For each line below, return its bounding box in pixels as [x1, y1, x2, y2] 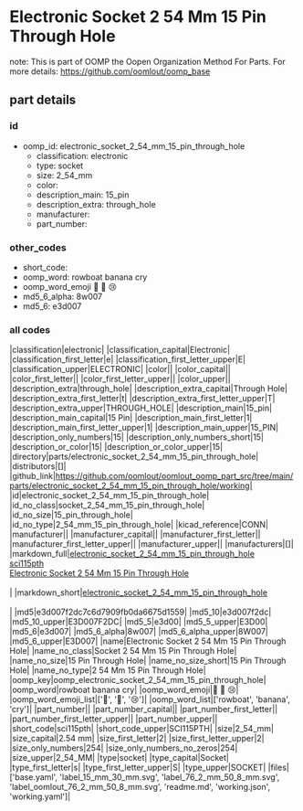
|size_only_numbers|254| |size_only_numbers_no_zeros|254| [9, 742, 238, 753]
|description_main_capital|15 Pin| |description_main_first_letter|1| [9, 412, 253, 423]
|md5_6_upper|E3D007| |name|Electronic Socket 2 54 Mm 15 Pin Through [9, 635, 287, 646]
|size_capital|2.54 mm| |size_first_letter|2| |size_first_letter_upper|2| [9, 733, 265, 744]
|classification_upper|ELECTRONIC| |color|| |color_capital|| [9, 364, 231, 375]
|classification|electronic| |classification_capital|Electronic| [9, 345, 231, 356]
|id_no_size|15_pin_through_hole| [9, 509, 134, 520]
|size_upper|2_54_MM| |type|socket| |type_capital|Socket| [9, 752, 230, 763]
